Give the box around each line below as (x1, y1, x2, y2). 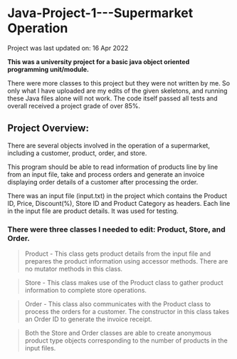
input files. (24, 344, 56, 353)
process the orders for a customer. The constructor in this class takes (24, 308, 230, 316)
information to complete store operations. (24, 286, 147, 295)
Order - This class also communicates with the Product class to (24, 300, 211, 308)
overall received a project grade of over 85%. (7, 101, 141, 110)
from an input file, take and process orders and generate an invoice (7, 170, 205, 179)
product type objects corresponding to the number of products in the (24, 336, 228, 345)
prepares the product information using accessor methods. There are (24, 257, 228, 266)
